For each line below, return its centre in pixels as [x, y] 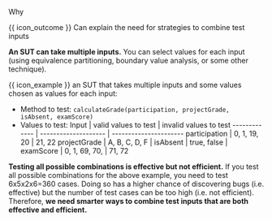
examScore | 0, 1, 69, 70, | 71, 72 [74, 151]
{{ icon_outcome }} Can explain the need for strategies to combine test [127, 27]
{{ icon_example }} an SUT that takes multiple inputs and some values [125, 85]
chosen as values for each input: [63, 93]
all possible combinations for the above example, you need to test [119, 175]
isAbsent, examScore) [56, 117]
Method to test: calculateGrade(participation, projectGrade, [125, 109]
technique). [28, 69]
